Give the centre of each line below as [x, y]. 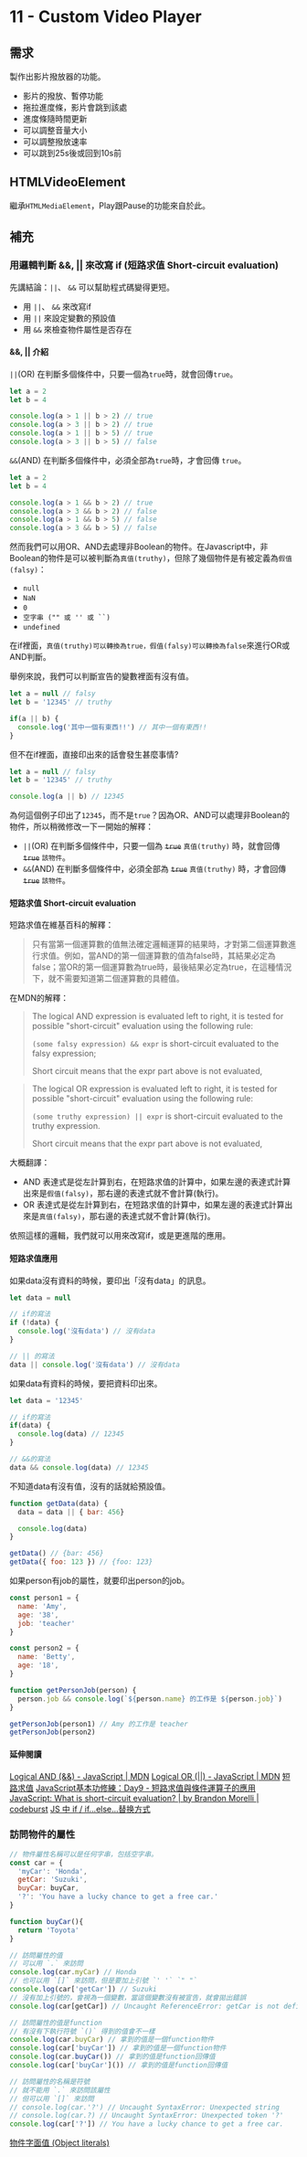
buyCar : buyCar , [48, 1888]
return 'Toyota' [48, 1930]
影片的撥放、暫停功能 [63, 96]
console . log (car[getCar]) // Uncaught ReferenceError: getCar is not [145, 2006]
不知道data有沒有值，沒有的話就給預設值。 [90, 1486]
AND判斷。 [31, 657]
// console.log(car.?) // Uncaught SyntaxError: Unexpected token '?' [147, 2116]
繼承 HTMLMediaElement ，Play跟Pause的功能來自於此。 [110, 205]
